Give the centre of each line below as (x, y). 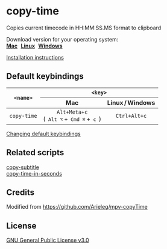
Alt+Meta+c (72, 112)
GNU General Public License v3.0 (48, 240)
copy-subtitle (23, 167)
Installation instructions (35, 57)
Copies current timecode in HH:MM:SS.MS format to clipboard (84, 28)
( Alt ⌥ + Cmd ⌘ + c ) (72, 118)
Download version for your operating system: (62, 39)
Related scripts (35, 152)
